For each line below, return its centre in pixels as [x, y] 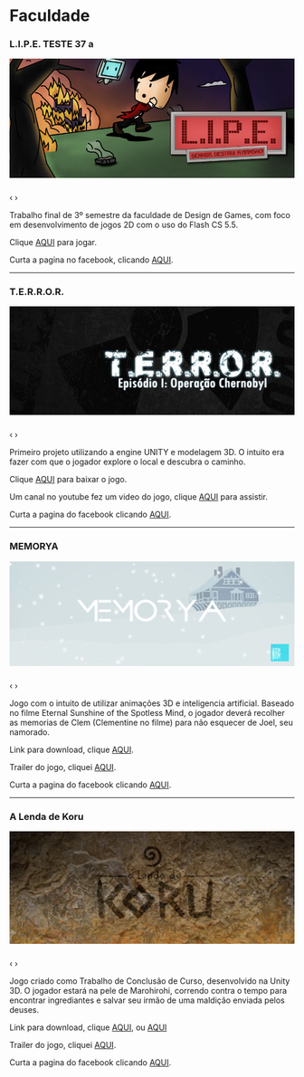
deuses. [24, 1009]
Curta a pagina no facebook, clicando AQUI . [91, 260]
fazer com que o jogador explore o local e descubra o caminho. [128, 462]
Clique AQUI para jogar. [53, 242]
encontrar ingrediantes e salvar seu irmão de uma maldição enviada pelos [147, 1000]
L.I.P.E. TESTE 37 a [52, 44]
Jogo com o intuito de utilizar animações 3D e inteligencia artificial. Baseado [152, 703]
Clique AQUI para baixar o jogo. [68, 480]
